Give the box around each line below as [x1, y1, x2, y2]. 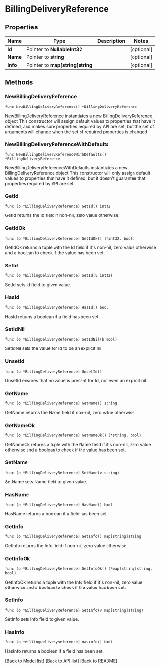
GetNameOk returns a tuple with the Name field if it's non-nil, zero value [5, 442, 151, 448]
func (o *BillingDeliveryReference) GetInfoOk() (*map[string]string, [5, 566, 153, 571]
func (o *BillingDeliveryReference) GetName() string [5, 401, 118, 406]
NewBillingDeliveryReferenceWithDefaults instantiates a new [5, 164, 128, 170]
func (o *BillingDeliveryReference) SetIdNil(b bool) [5, 337, 118, 342]
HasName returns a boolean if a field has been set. [5, 510, 108, 516]
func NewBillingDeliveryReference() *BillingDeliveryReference [5, 104, 137, 109]
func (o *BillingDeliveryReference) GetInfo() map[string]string [5, 534, 141, 539]
